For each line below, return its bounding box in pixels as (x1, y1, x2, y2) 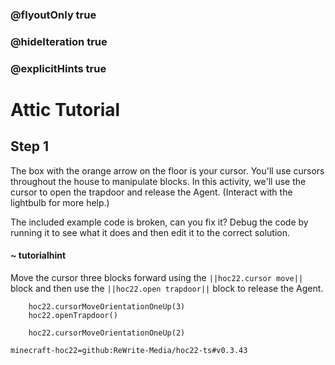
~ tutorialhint (10, 249, 67, 262)
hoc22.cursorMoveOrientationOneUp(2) (28, 328, 186, 338)
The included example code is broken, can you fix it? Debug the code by (10, 216, 309, 228)
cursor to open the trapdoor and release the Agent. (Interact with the (10, 186, 293, 198)
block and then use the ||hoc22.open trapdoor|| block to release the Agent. (10, 282, 324, 294)
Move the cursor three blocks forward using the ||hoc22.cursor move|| (10, 271, 304, 283)
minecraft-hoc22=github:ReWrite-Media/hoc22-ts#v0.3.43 (10, 345, 248, 355)
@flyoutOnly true (10, 8, 97, 22)
